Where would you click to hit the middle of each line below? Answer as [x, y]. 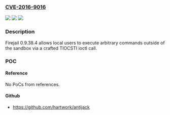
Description [20, 32]
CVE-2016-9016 [26, 7]
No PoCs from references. [32, 84]
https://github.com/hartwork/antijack [51, 107]
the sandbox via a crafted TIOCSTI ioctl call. [51, 48]
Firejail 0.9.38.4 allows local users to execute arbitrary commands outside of [85, 43]
